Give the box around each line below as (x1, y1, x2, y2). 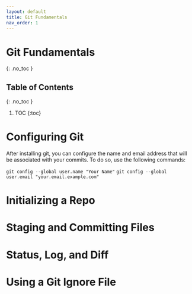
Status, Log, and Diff (6, 248, 109, 261)
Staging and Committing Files (6, 221, 155, 235)
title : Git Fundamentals (6, 14, 68, 20)
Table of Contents (6, 82, 74, 92)
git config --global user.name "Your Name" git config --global (6, 169, 167, 175)
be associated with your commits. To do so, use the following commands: (6, 156, 185, 163)
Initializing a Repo (6, 194, 95, 207)
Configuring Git (6, 130, 84, 144)
